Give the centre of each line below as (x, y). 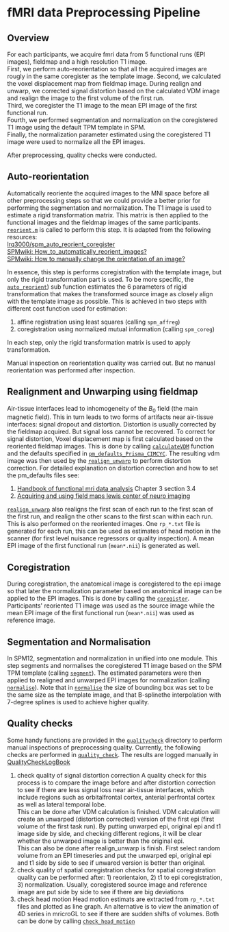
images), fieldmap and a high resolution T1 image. (77, 62)
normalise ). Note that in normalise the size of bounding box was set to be (110, 688)
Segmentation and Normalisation (79, 642)
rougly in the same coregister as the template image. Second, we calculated (114, 76)
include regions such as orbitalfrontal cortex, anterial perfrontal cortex (116, 797)
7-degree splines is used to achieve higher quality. (78, 702)
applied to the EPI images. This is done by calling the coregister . (98, 599)
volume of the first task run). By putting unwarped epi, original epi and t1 (119, 826)
